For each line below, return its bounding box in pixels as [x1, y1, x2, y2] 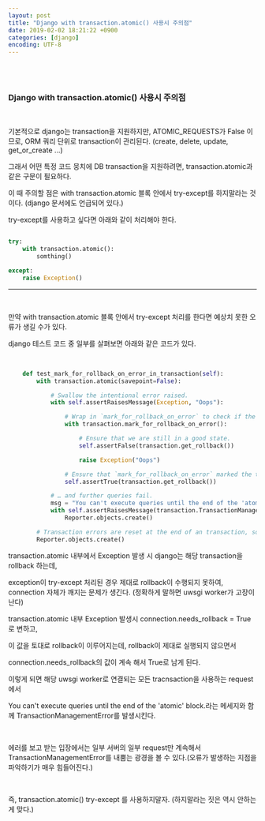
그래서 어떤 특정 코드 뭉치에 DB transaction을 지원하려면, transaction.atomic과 [8, 162, 253, 171]
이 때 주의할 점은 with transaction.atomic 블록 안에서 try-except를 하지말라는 [8, 189, 248, 198]
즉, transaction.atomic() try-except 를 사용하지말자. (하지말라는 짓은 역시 [8, 794, 236, 804]
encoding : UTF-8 [8, 41, 62, 49]
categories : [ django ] [8, 33, 80, 42]
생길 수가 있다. [22, 321, 67, 332]
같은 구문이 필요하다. [8, 171, 72, 182]
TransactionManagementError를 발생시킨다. [16, 710, 156, 720]
